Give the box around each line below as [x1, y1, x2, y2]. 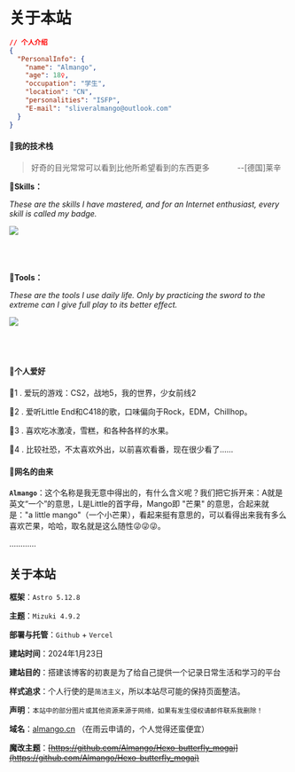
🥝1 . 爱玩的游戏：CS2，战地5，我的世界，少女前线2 [9, 387, 197, 398]
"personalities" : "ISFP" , [25, 96, 121, 105]
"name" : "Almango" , [25, 63, 97, 72]
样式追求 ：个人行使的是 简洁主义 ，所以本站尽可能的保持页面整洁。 [9, 685, 245, 697]
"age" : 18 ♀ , [25, 71, 69, 80]
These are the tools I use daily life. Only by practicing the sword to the [9, 289, 266, 300]
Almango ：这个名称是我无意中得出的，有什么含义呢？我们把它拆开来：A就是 [9, 487, 283, 498]
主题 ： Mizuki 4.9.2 [9, 610, 81, 621]
